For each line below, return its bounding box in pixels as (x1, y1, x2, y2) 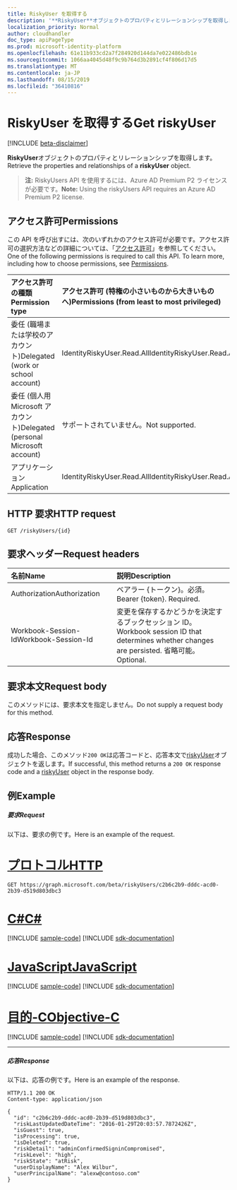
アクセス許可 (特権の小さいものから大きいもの (61, 287, 215, 296)
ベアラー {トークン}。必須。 (116, 584, 209, 594)
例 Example (7, 790, 56, 802)
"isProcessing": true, (13, 1133, 80, 1141)
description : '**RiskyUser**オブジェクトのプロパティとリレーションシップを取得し (7, 17, 229, 24)
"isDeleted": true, (13, 1139, 71, 1146)
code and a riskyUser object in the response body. (7, 768, 154, 776)
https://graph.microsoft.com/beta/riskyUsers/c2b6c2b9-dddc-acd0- (20, 881, 219, 888)
